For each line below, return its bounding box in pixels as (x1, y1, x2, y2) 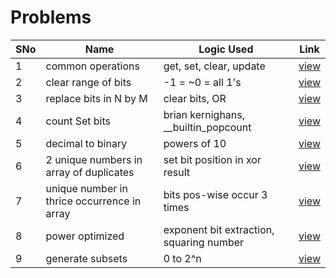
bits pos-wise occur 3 (163, 187, 268, 201)
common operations (45, 59, 140, 73)
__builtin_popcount (163, 120, 252, 134)
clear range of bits (45, 75, 132, 89)
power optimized (45, 229, 125, 243)
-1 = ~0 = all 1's (163, 75, 242, 89)
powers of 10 (163, 136, 227, 150)
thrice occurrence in (45, 194, 142, 208)
